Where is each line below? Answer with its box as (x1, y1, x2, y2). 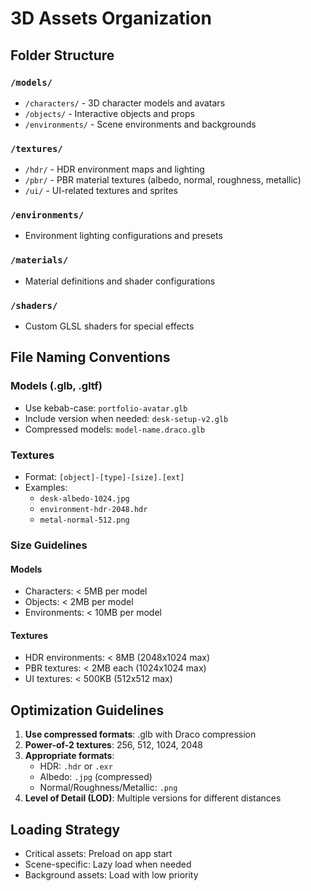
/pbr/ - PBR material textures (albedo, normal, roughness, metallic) (24, 174, 302, 186)
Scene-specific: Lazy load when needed (24, 858, 192, 870)
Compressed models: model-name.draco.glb (24, 423, 206, 435)
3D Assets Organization (10, 7, 212, 30)
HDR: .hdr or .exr (39, 760, 113, 772)
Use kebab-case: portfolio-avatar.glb (24, 402, 188, 414)
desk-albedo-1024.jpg (39, 494, 130, 504)
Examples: (24, 482, 68, 494)
